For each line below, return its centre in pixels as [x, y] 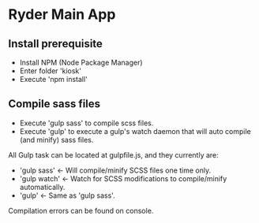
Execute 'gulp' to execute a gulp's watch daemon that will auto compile [135, 131]
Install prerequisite [55, 44]
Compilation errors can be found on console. [81, 210]
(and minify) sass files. [56, 139]
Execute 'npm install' [54, 79]
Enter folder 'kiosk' [50, 71]
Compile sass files [54, 104]
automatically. [42, 187]
